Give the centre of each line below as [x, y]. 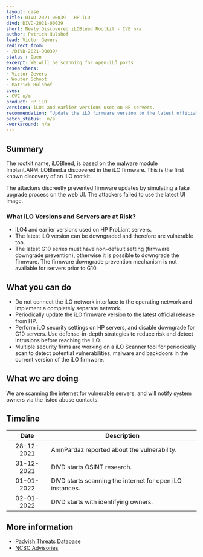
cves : [13, 91]
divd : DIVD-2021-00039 [35, 23]
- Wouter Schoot [27, 79]
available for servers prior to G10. [56, 268]
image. [15, 201]
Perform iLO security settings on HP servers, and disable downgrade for [105, 328]
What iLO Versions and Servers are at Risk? [71, 217]
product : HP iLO [27, 102]
